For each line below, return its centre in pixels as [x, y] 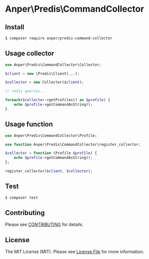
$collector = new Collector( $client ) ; [44, 82]
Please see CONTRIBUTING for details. [44, 225]
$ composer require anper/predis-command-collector [59, 38]
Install [15, 27]
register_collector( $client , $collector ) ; [49, 171]
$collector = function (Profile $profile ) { [51, 153]
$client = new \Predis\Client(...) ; [42, 74]
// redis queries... [26, 91]
